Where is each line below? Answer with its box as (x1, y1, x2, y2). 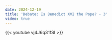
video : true (5, 16, 30, 21)
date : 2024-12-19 (5, 7, 41, 12)
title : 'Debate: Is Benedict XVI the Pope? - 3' (5, 12, 108, 17)
